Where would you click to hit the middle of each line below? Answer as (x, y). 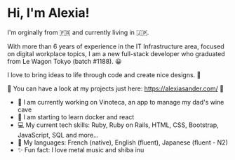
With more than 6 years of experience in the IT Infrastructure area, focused (116, 46)
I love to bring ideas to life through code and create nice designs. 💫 (104, 74)
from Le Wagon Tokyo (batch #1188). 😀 (65, 61)
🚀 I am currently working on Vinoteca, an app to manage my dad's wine (121, 102)
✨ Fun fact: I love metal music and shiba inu (81, 149)
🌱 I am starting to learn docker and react (76, 116)
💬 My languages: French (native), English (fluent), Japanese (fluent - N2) (122, 142)
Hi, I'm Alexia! (48, 13)
